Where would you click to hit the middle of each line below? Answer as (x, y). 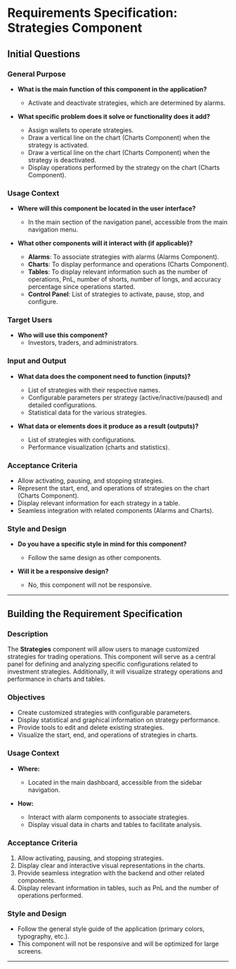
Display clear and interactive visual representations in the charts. (111, 865)
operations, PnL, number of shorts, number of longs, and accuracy (124, 279)
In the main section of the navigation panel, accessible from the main (128, 222)
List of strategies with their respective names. (94, 390)
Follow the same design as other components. (94, 558)
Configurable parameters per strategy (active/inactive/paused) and (125, 397)
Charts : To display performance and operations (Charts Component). (128, 265)
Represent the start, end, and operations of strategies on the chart (113, 488)
